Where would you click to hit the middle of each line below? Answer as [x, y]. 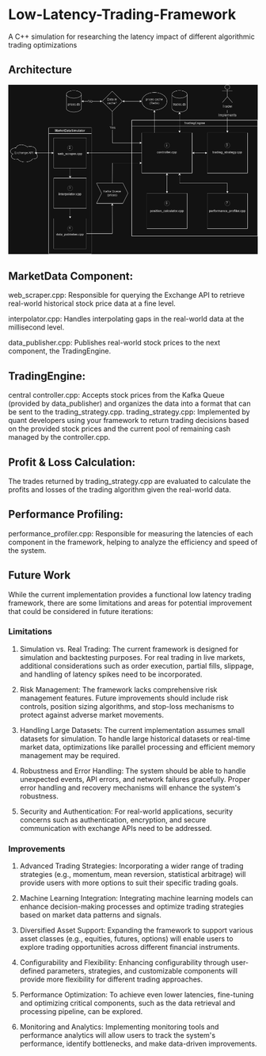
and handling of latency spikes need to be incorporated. [111, 674]
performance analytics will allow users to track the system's [118, 1035]
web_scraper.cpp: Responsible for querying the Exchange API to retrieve [127, 295]
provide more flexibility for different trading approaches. [111, 979]
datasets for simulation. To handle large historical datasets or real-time [135, 738]
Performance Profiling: [66, 515]
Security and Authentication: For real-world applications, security [126, 811]
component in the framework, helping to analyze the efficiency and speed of [133, 542]
